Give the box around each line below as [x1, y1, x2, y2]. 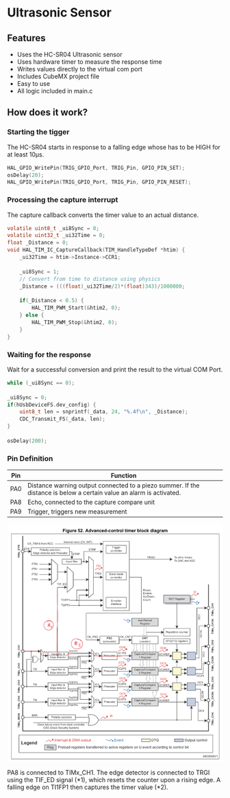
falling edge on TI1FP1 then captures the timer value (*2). [7, 783, 169, 791]
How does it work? [7, 106, 88, 118]
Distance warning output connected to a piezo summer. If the [27, 481, 200, 489]
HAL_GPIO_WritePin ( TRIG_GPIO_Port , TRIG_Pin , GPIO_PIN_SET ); [7, 164, 186, 171]
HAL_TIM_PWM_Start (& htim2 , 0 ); [31, 304, 121, 312]
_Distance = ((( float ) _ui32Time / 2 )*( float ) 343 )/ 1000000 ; [19, 283, 186, 290]
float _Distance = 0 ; [7, 239, 69, 247]
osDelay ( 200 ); [7, 437, 48, 444]
